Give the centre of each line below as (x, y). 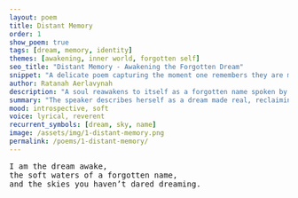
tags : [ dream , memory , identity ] (71, 51)
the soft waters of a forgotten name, (94, 175)
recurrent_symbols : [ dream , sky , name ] (83, 125)
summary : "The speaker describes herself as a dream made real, (130, 100)
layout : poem (33, 17)
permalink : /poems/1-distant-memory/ (79, 141)
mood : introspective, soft (59, 108)
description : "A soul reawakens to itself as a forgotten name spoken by (149, 91)
